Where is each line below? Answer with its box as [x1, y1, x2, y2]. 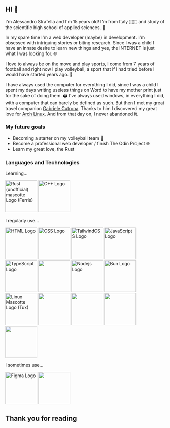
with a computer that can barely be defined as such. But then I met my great [5, 100, 165, 106]
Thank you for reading [5, 414, 77, 423]
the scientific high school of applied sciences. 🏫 [5, 24, 106, 31]
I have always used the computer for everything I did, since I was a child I [5, 81, 159, 87]
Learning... [5, 170, 28, 176]
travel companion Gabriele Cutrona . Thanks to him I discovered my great [5, 105, 157, 111]
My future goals [5, 123, 46, 130]
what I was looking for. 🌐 [5, 50, 57, 57]
